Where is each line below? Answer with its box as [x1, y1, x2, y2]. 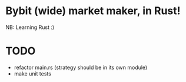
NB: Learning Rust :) [5, 24, 55, 31]
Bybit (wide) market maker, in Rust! [5, 4, 181, 18]
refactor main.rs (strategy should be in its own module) [14, 64, 148, 71]
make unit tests [14, 70, 51, 77]
